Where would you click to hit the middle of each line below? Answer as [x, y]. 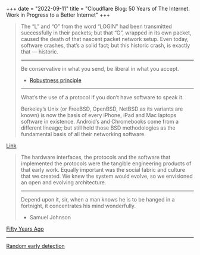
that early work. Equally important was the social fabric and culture [103, 170]
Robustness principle [55, 80]
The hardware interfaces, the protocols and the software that [96, 157]
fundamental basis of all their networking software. [83, 134]
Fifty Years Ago [25, 229]
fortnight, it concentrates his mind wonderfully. [78, 206]
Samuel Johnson [50, 217]
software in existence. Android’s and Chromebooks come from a [100, 122]
